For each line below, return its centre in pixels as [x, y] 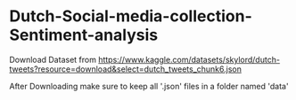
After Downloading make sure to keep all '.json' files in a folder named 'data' [149, 86]
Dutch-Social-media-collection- [131, 16]
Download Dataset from [53, 59]
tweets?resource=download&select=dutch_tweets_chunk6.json [126, 69]
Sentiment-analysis [84, 35]
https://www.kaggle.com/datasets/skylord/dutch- [189, 59]
